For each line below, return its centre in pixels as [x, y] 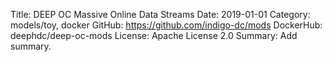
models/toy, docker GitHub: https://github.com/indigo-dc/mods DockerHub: [166, 25]
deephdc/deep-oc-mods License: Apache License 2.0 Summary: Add [154, 35]
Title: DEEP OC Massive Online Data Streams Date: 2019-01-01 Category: [160, 14]
